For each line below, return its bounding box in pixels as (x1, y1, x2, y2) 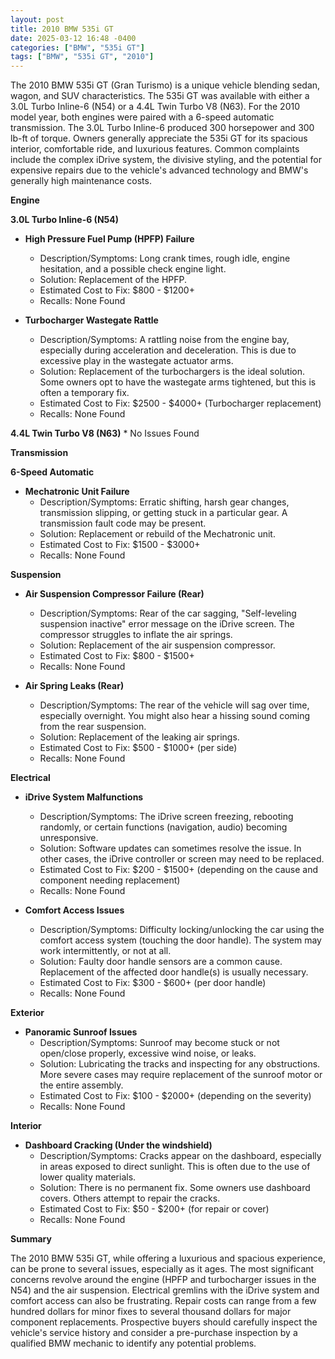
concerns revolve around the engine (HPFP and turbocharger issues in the (10, 1274, 317, 1286)
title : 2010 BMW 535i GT (10, 24, 114, 34)
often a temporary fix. (39, 387, 130, 399)
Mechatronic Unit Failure (24, 486, 130, 498)
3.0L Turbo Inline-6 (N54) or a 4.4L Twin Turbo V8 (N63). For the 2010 (10, 101, 301, 113)
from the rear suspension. (39, 721, 147, 733)
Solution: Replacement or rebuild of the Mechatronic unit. (39, 528, 276, 540)
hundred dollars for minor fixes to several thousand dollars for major (10, 1306, 292, 1318)
